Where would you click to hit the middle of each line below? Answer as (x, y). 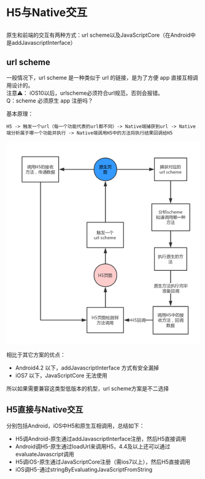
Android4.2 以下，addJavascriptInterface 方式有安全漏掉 (87, 368)
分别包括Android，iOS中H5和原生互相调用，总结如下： (75, 426)
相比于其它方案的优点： (36, 354)
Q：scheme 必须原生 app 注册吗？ (50, 101)
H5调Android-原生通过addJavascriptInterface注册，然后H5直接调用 (101, 438)
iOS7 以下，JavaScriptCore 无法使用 (61, 375)
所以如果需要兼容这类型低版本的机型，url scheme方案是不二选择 (88, 388)
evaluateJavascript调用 (45, 454)
